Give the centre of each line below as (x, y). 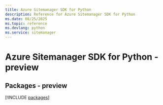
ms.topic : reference (26, 23)
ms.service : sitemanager (31, 33)
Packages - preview (36, 86)
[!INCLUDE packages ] (27, 97)
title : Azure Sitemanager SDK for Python (48, 10)
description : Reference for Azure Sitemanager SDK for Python (70, 14)
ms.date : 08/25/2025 (26, 19)
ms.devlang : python (25, 28)
